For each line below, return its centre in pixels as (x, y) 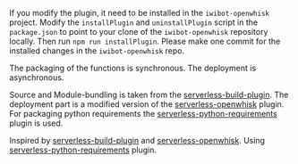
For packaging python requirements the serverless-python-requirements (143, 114)
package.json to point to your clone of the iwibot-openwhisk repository (139, 32)
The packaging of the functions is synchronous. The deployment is (133, 68)
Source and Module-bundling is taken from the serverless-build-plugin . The (149, 94)
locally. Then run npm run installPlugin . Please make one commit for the (145, 41)
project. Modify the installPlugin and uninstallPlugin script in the (133, 22)
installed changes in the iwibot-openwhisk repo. (97, 51)
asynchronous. (37, 78)
